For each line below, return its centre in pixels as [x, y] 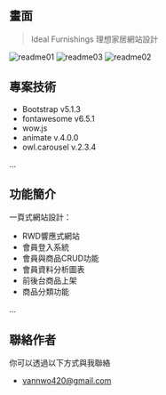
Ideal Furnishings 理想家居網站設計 [95, 39]
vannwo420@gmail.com [67, 381]
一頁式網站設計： [40, 217]
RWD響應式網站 [51, 236]
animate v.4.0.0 [50, 137]
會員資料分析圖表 [53, 270]
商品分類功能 [45, 292]
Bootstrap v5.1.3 [51, 109]
